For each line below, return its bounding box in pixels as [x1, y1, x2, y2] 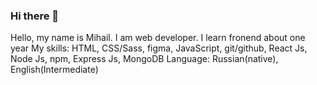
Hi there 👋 [10, 9, 60, 23]
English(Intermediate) [10, 64, 99, 76]
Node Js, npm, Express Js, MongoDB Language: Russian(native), [10, 53, 279, 65]
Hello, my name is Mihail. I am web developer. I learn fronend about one [10, 32, 306, 44]
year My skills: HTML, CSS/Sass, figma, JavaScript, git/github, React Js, [10, 42, 308, 54]
